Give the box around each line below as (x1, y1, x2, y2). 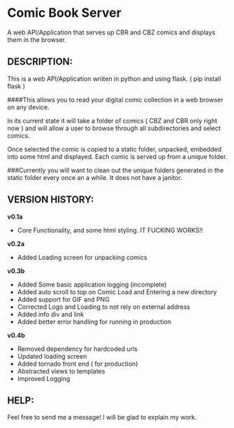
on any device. (7, 103, 50, 111)
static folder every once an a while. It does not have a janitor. (7, 173, 183, 181)
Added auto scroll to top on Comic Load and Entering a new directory (17, 287, 217, 296)
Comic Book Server (7, 5, 122, 21)
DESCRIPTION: (7, 56, 73, 68)
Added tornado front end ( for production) (17, 359, 138, 368)
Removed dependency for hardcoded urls (17, 345, 138, 353)
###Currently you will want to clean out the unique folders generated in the (7, 166, 224, 174)
